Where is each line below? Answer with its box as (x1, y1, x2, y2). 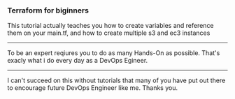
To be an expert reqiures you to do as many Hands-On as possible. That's (7, 49, 220, 57)
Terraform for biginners (7, 6, 90, 15)
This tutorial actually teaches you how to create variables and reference (7, 22, 215, 30)
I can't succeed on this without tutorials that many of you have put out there (7, 76, 226, 85)
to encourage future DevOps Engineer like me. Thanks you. (7, 84, 178, 92)
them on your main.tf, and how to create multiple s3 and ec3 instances (7, 29, 211, 37)
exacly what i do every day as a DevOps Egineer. (7, 56, 148, 65)
